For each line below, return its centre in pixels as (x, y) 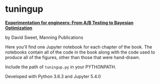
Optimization (19, 28)
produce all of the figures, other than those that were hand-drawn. (73, 57)
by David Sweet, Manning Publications (44, 37)
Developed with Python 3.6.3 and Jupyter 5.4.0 (53, 76)
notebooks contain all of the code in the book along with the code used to (80, 52)
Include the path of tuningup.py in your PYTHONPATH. (61, 67)
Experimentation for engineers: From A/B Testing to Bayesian (69, 23)
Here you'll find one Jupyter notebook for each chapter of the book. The (79, 47)
